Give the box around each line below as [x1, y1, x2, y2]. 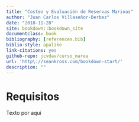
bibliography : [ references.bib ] [6, 36, 86, 42]
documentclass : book [6, 31, 57, 37]
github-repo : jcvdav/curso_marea [6, 53, 89, 59]
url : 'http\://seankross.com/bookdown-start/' [6, 58, 123, 64]
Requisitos [6, 90, 60, 103]
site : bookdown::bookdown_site [6, 25, 83, 32]
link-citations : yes [6, 48, 57, 54]
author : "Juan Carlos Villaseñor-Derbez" [6, 14, 110, 20]
